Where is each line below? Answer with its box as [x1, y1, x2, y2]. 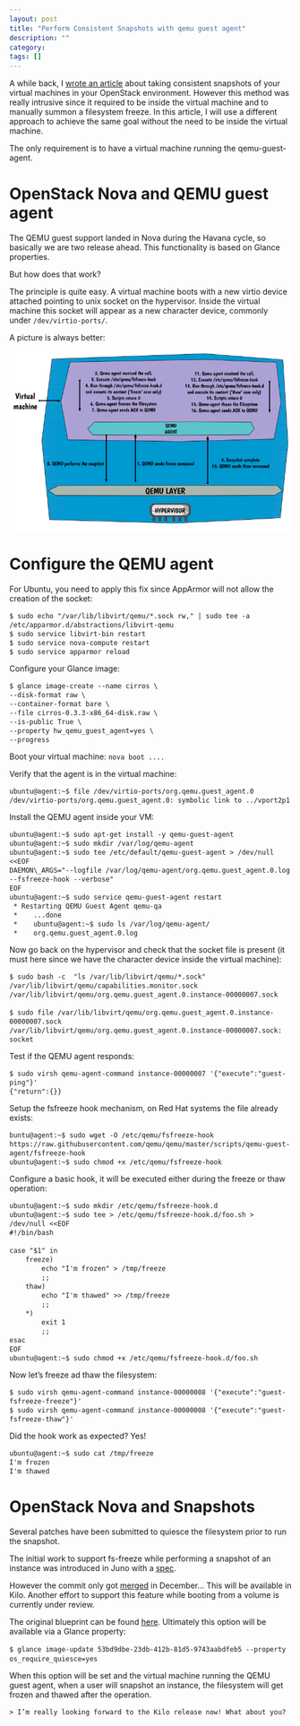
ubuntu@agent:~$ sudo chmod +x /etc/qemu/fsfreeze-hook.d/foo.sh [9, 1353, 258, 1362]
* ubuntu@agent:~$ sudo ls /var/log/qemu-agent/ [13, 919, 210, 928]
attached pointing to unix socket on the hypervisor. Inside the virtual [9, 296, 261, 306]
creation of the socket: [9, 592, 93, 604]
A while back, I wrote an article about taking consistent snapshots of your [9, 78, 280, 89]
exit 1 [41, 1317, 66, 1326]
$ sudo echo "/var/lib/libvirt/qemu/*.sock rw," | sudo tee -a [9, 611, 251, 620]
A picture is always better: [9, 332, 106, 343]
